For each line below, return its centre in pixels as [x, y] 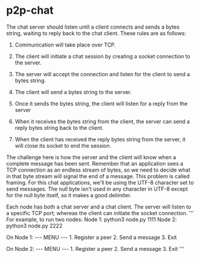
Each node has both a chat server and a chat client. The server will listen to [99, 207]
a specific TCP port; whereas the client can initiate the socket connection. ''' [100, 213]
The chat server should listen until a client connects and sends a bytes [93, 27]
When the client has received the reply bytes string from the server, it [100, 139]
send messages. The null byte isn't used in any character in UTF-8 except [97, 189]
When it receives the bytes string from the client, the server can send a [102, 121]
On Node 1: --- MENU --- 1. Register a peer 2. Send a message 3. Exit [92, 237]
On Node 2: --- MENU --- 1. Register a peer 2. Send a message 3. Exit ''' [95, 248]
